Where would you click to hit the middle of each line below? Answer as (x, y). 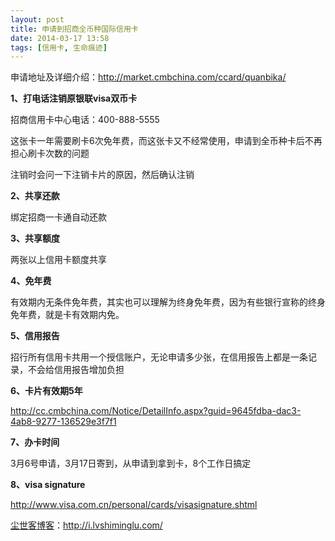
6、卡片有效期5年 (46, 391)
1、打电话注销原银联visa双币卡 (74, 98)
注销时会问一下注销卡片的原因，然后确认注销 (102, 175)
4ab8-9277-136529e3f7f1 (63, 422)
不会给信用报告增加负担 (76, 370)
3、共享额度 (35, 238)
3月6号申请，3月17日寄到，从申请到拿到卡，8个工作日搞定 (131, 463)
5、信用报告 (35, 336)
